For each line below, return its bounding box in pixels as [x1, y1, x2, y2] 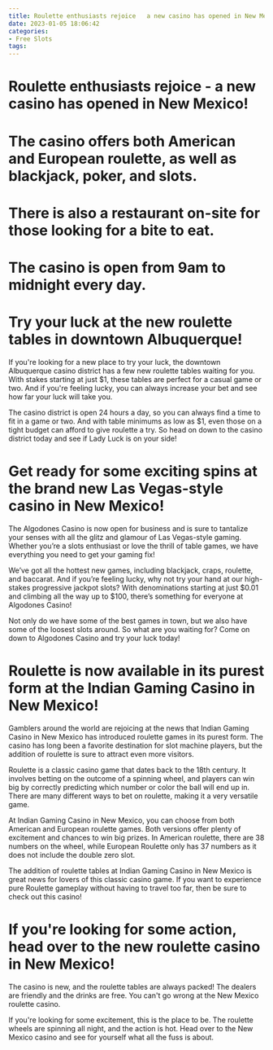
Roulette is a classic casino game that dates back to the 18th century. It [8, 765, 246, 775]
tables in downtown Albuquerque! [8, 331, 243, 349]
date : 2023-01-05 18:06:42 [8, 20, 100, 28]
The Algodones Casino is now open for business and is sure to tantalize [8, 523, 249, 534]
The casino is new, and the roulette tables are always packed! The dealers [8, 982, 257, 991]
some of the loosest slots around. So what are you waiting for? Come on [8, 624, 250, 634]
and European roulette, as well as [8, 149, 237, 168]
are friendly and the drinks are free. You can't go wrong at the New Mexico [8, 991, 259, 1000]
